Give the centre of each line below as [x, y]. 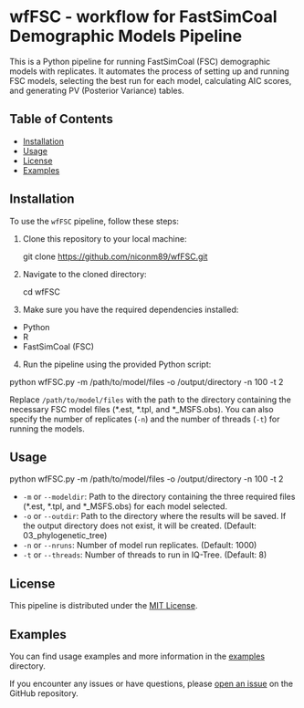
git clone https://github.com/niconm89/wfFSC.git [115, 256]
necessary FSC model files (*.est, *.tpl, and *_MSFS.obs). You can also [142, 409]
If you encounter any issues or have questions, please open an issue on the [152, 683]
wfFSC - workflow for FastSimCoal [143, 17]
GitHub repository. [44, 693]
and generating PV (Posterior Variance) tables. [97, 90]
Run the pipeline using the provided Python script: [117, 364]
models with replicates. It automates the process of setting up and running [149, 71]
